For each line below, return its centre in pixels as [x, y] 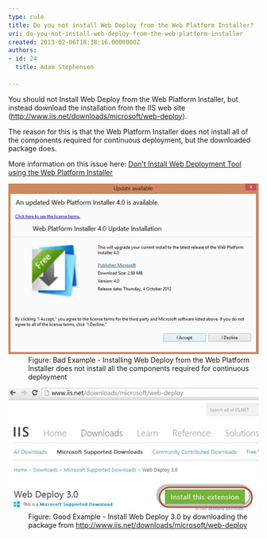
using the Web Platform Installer [60, 172]
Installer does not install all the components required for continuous [139, 368]
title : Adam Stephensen [54, 68]
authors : [23, 51]
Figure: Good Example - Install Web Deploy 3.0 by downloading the [138, 517]
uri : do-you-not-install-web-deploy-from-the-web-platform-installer [126, 33]
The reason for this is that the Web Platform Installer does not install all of [128, 131]
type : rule [26, 17]
